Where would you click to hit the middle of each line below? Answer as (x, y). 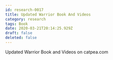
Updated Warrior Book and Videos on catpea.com (57, 52)
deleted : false (21, 38)
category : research (26, 19)
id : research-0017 (24, 10)
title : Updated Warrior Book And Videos (48, 14)
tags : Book (17, 24)
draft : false (19, 33)
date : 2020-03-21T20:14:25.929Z (39, 28)
